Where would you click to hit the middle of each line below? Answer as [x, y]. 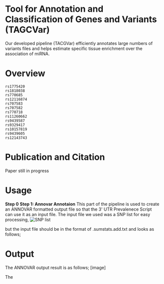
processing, [17, 219]
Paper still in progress [27, 171]
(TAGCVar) [27, 30]
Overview [25, 74]
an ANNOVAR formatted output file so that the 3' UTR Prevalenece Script [79, 209]
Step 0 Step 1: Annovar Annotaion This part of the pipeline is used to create [82, 204]
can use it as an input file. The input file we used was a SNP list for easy [78, 214]
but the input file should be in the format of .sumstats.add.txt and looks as [80, 229]
